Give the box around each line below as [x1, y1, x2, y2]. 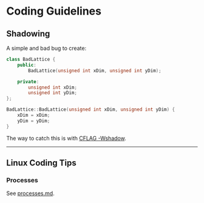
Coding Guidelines [6, 4, 102, 18]
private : [17, 78, 39, 84]
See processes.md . [6, 190, 55, 197]
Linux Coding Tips [6, 158, 77, 168]
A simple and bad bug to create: [6, 44, 87, 52]
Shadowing [6, 29, 50, 39]
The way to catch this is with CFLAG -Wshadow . [6, 134, 126, 142]
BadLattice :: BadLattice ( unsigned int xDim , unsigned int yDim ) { [6, 106, 175, 113]
